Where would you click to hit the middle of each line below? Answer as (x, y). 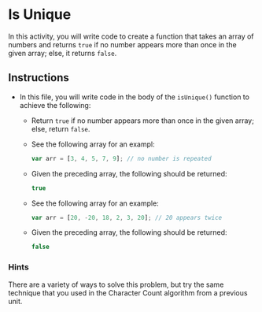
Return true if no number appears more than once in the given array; (142, 121)
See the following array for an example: (95, 203)
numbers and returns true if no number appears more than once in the (123, 44)
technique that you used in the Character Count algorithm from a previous (128, 292)
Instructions (39, 78)
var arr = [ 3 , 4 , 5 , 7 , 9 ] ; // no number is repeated (121, 158)
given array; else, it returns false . (63, 53)
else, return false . (61, 128)
